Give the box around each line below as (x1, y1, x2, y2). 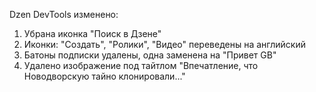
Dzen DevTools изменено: (9, 9, 119, 20)
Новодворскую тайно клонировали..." (23, 70, 186, 82)
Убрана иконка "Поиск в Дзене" (23, 28, 162, 39)
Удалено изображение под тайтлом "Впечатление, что (23, 60, 259, 71)
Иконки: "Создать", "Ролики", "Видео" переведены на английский (23, 39, 306, 50)
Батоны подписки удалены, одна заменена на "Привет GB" (23, 49, 277, 61)
